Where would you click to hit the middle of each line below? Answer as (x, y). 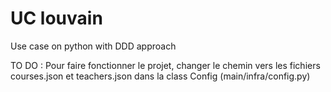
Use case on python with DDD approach (93, 46)
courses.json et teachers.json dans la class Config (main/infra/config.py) (160, 76)
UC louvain (56, 18)
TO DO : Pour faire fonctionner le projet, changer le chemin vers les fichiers (165, 65)
